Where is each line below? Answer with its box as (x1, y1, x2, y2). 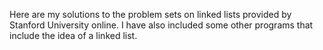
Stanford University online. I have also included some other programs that (9, 19, 314, 31)
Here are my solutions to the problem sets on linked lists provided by (9, 9, 292, 20)
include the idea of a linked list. (9, 30, 138, 41)
